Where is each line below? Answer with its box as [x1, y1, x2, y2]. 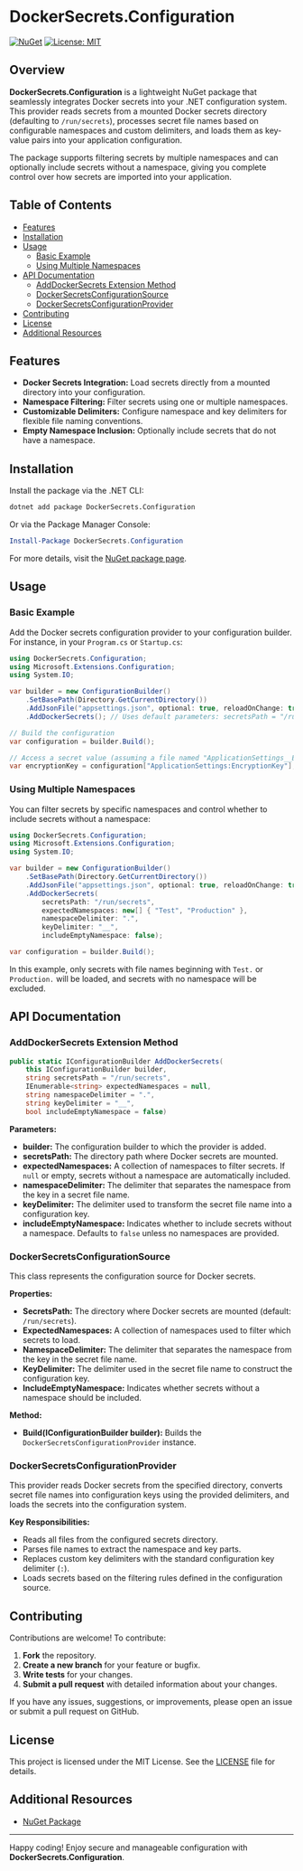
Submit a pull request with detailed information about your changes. [22, 1679, 278, 1690]
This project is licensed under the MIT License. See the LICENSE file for [9, 1756, 276, 1767]
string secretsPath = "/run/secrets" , [25, 1073, 171, 1082]
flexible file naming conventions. [22, 416, 143, 427]
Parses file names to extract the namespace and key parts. [22, 1544, 242, 1554]
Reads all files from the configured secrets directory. [22, 1535, 218, 1545]
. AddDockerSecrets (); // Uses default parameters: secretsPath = [25, 712, 277, 721]
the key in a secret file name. [22, 1189, 131, 1200]
